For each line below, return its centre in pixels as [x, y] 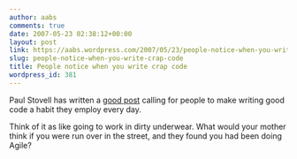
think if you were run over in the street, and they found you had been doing [146, 136]
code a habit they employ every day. [75, 109]
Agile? [21, 145]
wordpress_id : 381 [43, 75]
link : [19, 50]
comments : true [37, 26]
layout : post [33, 42]
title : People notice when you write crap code [99, 67]
